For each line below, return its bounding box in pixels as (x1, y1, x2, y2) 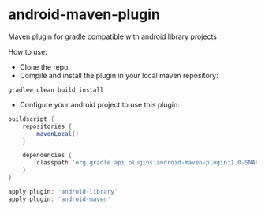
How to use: (8, 47, 47, 56)
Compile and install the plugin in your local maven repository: (19, 70, 218, 80)
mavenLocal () (36, 130, 80, 138)
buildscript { (8, 115, 55, 123)
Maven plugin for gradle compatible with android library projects (8, 32, 217, 41)
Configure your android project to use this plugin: (19, 100, 180, 109)
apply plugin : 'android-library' (8, 187, 118, 195)
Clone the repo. (19, 62, 71, 72)
